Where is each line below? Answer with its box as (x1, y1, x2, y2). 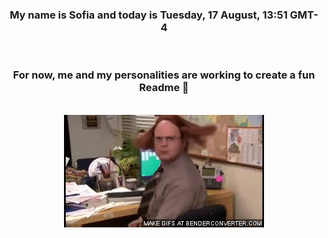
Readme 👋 (139, 81, 189, 95)
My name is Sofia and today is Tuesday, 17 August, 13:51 (9, 8, 288, 22)
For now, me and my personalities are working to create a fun (12, 68, 316, 82)
